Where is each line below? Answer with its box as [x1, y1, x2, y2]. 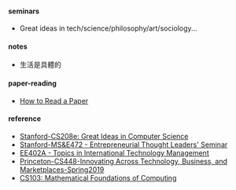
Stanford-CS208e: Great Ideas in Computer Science [19, 131, 189, 141]
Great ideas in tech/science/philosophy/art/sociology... [19, 24, 198, 33]
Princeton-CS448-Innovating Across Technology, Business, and [19, 156, 228, 166]
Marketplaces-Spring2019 [19, 165, 105, 174]
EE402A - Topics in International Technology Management [19, 148, 210, 157]
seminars [8, 6, 40, 16]
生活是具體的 [19, 60, 61, 70]
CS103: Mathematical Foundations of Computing [19, 173, 177, 182]
